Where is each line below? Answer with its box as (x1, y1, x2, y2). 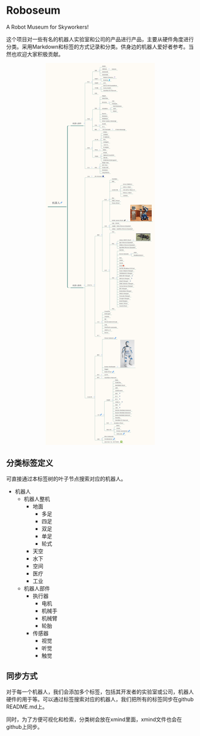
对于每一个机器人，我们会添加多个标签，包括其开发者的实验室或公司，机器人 (6, 688, 194, 695)
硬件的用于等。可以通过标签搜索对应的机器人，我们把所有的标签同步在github (6, 695, 194, 703)
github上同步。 (6, 723, 43, 730)
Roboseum (6, 4, 61, 17)
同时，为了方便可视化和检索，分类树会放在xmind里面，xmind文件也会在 (6, 716, 183, 723)
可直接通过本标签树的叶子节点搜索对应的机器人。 (6, 475, 126, 482)
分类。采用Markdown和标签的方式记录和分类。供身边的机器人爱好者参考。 (6, 43, 189, 50)
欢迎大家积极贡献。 (16, 50, 64, 57)
